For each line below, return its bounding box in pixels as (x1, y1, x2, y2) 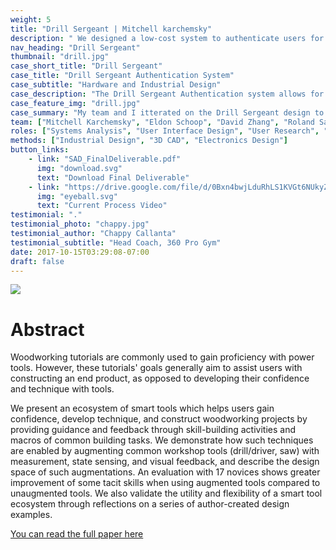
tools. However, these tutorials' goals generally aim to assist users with (10, 362, 303, 374)
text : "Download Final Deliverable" (36, 172, 190, 183)
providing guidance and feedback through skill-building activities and (10, 424, 297, 436)
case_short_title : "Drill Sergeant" (10, 61, 163, 71)
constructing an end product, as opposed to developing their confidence (10, 372, 310, 385)
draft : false (10, 256, 65, 266)
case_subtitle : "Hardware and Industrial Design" (10, 80, 222, 90)
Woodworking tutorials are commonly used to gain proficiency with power (10, 351, 315, 363)
